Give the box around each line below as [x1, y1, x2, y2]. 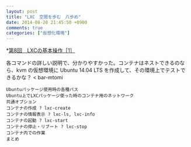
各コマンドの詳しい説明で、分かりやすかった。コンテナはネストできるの [6, 60, 180, 66]
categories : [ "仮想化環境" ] [6, 30, 70, 36]
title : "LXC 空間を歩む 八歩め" [6, 14, 81, 20]
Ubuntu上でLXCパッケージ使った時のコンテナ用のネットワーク [6, 93, 134, 99]
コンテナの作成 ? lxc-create [6, 106, 71, 111]
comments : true [6, 24, 43, 31]
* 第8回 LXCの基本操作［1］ [6, 47, 75, 54]
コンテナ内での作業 [6, 130, 46, 136]
